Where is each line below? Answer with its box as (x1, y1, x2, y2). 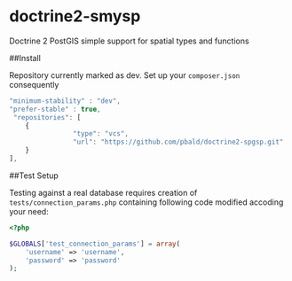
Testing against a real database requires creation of (9, 187, 198, 198)
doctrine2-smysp (9, 6, 141, 27)
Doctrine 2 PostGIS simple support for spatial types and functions (9, 35, 250, 46)
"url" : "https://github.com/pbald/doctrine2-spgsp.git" (72, 137, 284, 147)
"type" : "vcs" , (72, 129, 129, 138)
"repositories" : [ (12, 113, 82, 121)
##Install (9, 52, 42, 63)
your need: (9, 206, 49, 216)
